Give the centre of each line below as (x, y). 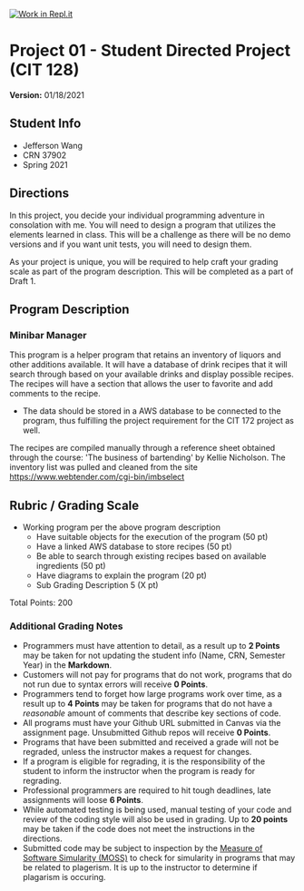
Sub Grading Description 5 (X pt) (97, 585)
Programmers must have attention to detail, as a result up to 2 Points (151, 646)
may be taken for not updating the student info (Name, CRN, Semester (154, 656)
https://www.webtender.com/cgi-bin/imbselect (97, 477)
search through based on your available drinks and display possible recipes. (152, 374)
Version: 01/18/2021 (47, 94)
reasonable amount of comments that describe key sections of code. (152, 713)
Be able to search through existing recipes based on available (151, 556)
